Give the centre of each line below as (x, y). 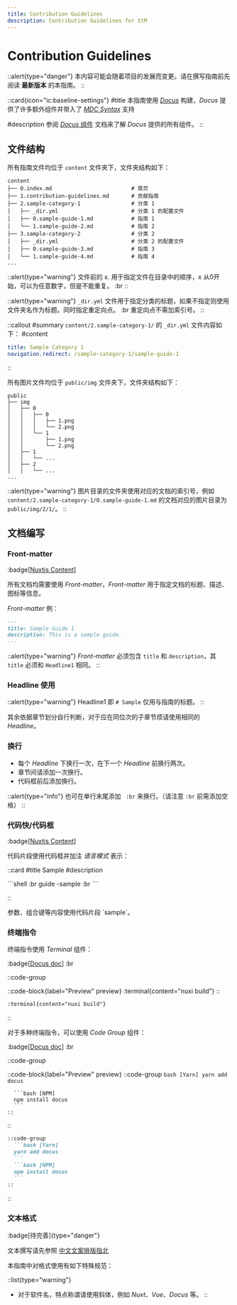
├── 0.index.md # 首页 (78, 189)
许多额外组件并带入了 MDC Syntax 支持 (77, 109)
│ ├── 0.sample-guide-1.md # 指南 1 (81, 219)
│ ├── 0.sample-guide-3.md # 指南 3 (81, 249)
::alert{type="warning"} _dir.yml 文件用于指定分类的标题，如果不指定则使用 (118, 301)
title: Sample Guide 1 (41, 628)
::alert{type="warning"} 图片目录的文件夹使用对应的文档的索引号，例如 (111, 491)
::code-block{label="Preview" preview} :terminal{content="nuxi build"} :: (114, 991)
